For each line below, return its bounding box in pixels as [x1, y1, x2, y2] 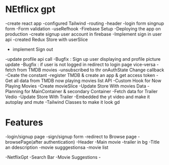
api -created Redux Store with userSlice [5, 36, 88, 43]
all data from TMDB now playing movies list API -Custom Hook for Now [14, 77, 161, 84]
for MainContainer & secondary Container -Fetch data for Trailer [24, 88, 158, 94]
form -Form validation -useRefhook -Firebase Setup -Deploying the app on [5, 25, 161, 31]
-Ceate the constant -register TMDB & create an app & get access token [5, 72, 155, 78]
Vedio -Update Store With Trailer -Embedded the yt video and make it [5, 94, 150, 100]
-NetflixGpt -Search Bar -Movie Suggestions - [5, 154, 101, 160]
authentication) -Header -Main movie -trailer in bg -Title [43, 139, 160, 145]
